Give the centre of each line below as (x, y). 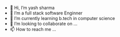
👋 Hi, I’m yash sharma (32, 8)
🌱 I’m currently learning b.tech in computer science (62, 18)
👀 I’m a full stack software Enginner (46, 13)
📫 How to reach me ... (33, 29)
